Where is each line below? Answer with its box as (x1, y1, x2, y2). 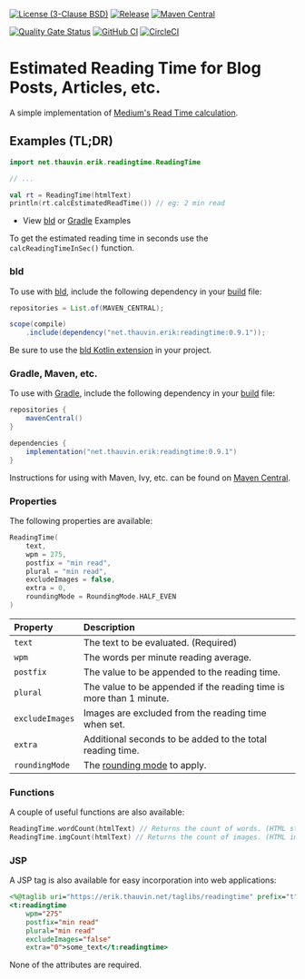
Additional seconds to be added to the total (83, 732, 268, 745)
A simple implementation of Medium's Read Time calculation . (9, 107, 239, 118)
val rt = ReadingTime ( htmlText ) (9, 191, 132, 200)
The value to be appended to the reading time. (83, 666, 281, 678)
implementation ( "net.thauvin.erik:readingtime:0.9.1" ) (25, 447, 238, 456)
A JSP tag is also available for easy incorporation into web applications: (9, 875, 277, 885)
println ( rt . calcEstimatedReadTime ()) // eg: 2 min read (9, 199, 225, 208)
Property (14, 620, 54, 633)
